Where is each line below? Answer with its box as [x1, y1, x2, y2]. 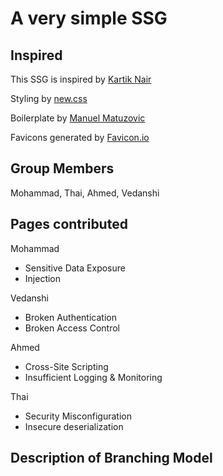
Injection [24, 272, 62, 284]
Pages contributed [10, 216, 128, 233]
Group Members [10, 160, 115, 177]
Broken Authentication [24, 311, 117, 323]
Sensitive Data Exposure [24, 262, 126, 274]
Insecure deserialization [24, 420, 124, 432]
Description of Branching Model [10, 450, 213, 467]
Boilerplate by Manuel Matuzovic [10, 112, 146, 124]
